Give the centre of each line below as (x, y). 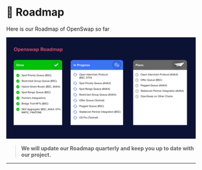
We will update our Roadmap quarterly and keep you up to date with (107, 148)
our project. (36, 154)
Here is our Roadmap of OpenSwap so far (58, 29)
